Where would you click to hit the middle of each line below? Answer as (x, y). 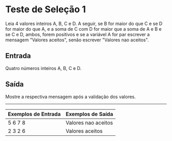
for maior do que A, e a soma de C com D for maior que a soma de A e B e (83, 29)
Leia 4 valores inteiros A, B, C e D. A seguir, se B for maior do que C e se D (84, 24)
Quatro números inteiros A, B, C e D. (44, 68)
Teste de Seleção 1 (46, 9)
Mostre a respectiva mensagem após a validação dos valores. (71, 97)
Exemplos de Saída (90, 114)
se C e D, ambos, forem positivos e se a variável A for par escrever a (78, 34)
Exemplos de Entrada (34, 114)
